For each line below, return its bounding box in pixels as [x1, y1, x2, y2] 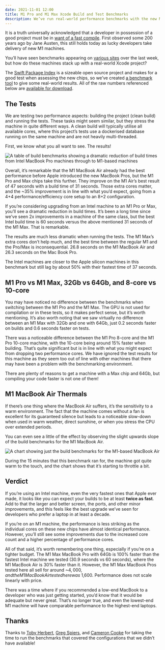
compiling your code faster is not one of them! [5, 376, 99, 381]
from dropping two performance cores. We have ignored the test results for [5, 350, 158, 356]
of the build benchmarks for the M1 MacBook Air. [5, 438, 104, 444]
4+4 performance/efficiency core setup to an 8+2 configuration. [5, 194, 136, 200]
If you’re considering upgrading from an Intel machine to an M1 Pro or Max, [5, 203, 157, 209]
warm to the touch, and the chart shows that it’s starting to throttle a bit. [5, 463, 150, 469]
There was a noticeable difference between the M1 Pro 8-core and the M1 [5, 335, 154, 340]
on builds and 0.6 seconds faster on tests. [5, 325, 90, 331]
